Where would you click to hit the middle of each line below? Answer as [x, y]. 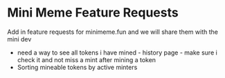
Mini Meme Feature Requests [93, 13]
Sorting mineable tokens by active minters [77, 67]
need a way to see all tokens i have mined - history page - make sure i [117, 52]
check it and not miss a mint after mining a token [87, 59]
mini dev [19, 39]
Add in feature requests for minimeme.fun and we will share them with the [112, 32]
